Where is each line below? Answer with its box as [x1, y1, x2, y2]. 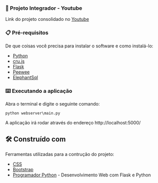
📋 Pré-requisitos [5, 29, 48, 36]
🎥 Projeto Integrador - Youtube [5, 5, 83, 12]
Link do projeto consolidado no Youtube [5, 16, 89, 22]
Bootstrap [12, 166, 34, 172]
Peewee [12, 69, 30, 75]
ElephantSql [12, 74, 38, 81]
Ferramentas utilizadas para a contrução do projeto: [5, 151, 115, 157]
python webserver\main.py [5, 111, 60, 116]
